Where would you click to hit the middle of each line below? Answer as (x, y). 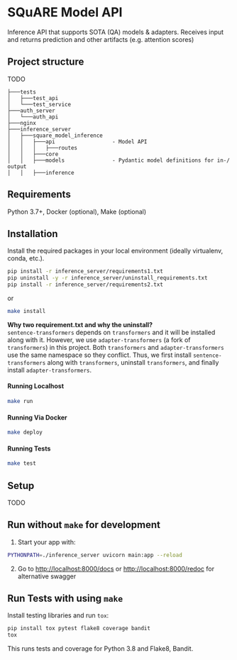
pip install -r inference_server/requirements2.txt (85, 285)
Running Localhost (36, 386)
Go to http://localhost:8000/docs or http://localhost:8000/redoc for (116, 568)
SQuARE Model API (65, 12)
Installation (33, 234)
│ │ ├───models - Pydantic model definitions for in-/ (119, 160)
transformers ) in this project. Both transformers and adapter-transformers (116, 347)
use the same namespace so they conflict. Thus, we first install (99, 355)
